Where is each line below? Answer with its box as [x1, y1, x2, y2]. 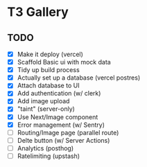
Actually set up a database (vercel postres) [17, 73, 141, 82]
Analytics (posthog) [17, 143, 74, 152]
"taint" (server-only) [17, 105, 75, 113]
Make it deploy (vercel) [17, 50, 83, 58]
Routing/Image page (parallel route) [17, 128, 119, 137]
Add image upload [17, 97, 70, 105]
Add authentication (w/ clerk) [17, 89, 101, 98]
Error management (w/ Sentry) [17, 121, 105, 129]
